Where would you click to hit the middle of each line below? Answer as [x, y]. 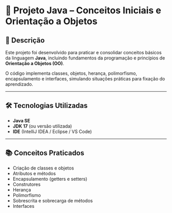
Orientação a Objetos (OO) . [35, 63]
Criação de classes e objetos [43, 168]
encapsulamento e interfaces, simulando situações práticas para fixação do [85, 79]
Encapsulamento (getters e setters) [50, 179]
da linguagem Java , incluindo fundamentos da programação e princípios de [85, 58]
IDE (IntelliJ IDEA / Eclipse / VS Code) [52, 131]
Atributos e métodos [34, 173]
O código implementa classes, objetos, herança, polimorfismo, [71, 73]
